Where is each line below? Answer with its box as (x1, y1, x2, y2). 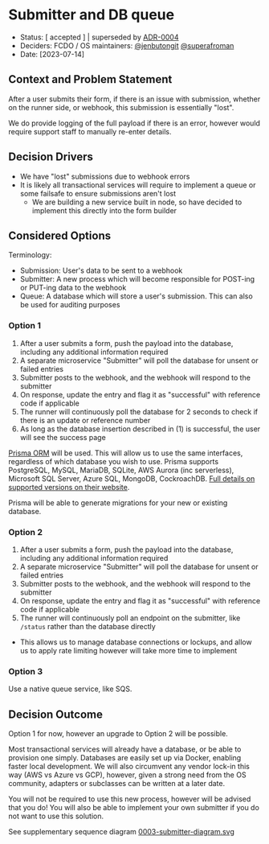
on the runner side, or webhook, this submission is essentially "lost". (8, 102, 234, 112)
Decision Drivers (8, 150, 94, 164)
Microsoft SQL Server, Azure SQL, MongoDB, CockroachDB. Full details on (8, 473, 255, 484)
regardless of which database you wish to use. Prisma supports (8, 456, 219, 466)
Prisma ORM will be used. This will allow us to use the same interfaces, (8, 448, 243, 458)
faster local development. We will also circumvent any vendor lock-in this (8, 762, 251, 772)
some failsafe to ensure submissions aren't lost (19, 188, 177, 198)
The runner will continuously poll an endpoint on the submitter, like (19, 613, 241, 623)
